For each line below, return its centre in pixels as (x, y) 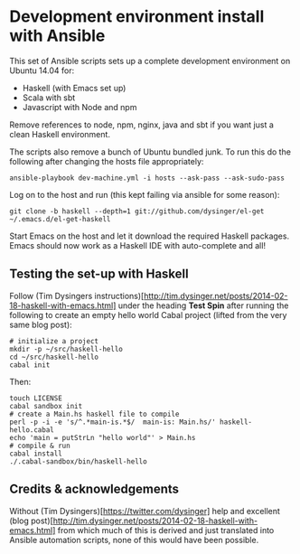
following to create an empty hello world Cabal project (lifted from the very (148, 315)
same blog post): (41, 324)
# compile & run (40, 446)
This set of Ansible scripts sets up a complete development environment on (150, 61)
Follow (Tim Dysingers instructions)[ (77, 296)
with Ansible (57, 36)
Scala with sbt (49, 98)
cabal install (36, 454)
